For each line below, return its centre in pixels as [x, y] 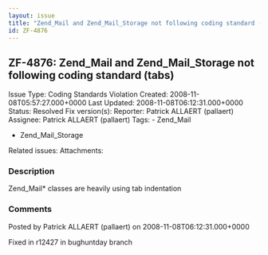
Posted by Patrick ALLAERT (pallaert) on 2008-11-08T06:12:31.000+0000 [129, 226]
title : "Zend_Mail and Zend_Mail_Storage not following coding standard [132, 23]
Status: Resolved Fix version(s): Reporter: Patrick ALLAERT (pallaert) [121, 112]
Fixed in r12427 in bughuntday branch [71, 242]
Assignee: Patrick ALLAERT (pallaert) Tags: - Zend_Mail [100, 120]
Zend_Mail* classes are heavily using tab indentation [95, 189]
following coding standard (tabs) [91, 75]
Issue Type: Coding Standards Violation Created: [89, 94]
